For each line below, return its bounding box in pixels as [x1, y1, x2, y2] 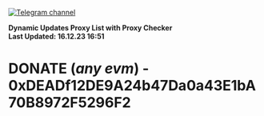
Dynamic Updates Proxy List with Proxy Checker [8, 23, 173, 32]
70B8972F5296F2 [8, 94, 131, 112]
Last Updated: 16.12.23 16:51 [8, 32, 105, 41]
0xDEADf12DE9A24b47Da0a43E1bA [8, 77, 256, 95]
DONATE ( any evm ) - [8, 60, 150, 78]
